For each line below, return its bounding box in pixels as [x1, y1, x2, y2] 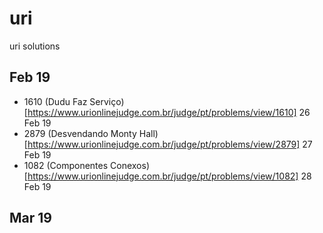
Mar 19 [9, 210, 52, 227]
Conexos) [110, 159, 151, 171]
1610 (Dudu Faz [23, 95, 88, 107]
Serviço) [89, 95, 125, 107]
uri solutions [9, 40, 61, 52]
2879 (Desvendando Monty [23, 127, 137, 139]
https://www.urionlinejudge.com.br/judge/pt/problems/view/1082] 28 [27, 170, 312, 182]
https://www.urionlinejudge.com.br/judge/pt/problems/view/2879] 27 [27, 138, 313, 150]
